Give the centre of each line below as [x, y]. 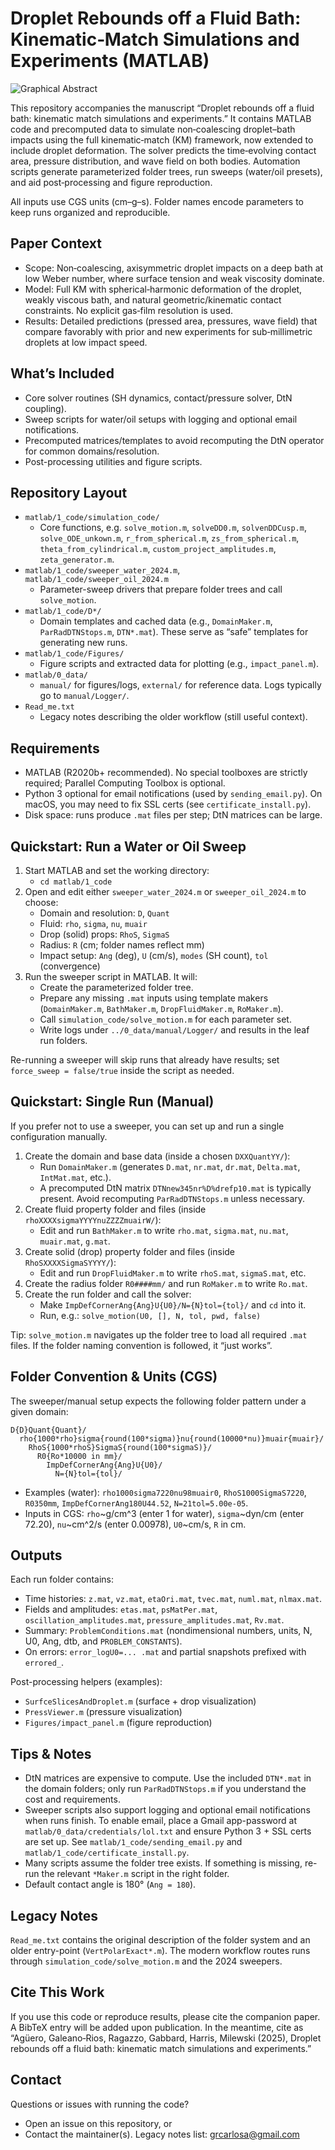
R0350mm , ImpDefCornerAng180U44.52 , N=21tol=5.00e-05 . [136, 1503]
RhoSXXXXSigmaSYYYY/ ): [70, 1262]
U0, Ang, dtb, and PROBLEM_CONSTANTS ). [103, 1641]
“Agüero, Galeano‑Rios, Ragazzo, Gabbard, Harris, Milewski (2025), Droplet [166, 2038]
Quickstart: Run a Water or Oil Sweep [128, 846]
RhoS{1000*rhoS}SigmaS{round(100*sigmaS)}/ [120, 1447]
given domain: [39, 1411]
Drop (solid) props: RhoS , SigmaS [104, 934]
